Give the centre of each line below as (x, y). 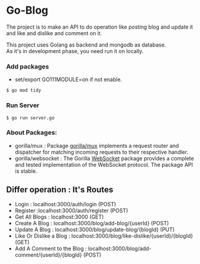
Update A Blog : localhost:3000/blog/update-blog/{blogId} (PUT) (95, 229)
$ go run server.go (30, 118)
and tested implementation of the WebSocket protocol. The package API (104, 164)
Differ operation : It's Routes (60, 190)
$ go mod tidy (24, 91)
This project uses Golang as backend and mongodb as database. (86, 45)
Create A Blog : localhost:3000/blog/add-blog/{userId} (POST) (92, 223)
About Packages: (32, 133)
